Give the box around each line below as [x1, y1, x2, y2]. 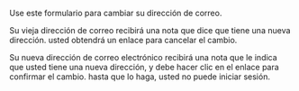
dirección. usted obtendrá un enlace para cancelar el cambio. [9, 35, 238, 45]
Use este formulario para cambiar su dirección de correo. [9, 8, 222, 18]
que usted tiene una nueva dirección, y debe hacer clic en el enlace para [9, 62, 279, 72]
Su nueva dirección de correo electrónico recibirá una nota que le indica [9, 52, 277, 62]
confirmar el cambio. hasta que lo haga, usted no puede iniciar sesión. [9, 71, 270, 82]
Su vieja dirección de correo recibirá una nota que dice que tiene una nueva [9, 25, 291, 35]
